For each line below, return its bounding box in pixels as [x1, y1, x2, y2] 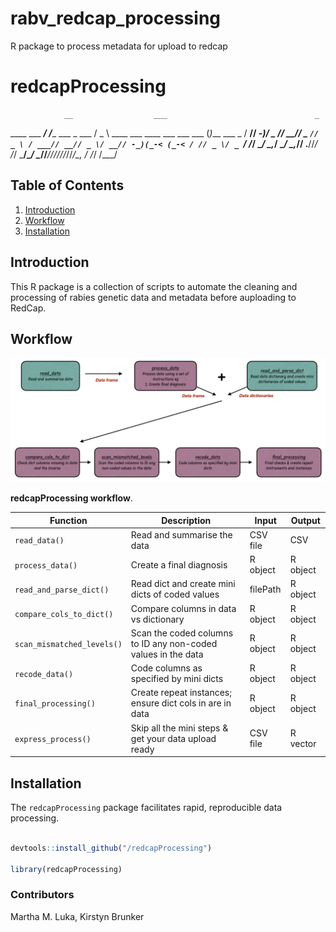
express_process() [14, 734, 92, 744]
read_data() [14, 536, 65, 546]
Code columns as [130, 662, 203, 674]
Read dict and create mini [130, 578, 236, 590]
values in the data [130, 648, 204, 660]
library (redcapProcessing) [10, 864, 123, 874]
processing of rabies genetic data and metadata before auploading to [10, 291, 297, 303]
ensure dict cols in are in [130, 697, 232, 709]
